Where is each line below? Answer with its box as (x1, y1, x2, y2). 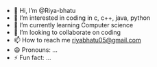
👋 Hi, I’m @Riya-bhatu (13, 7, 76, 14)
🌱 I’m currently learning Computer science (13, 21, 134, 29)
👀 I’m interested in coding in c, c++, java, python (13, 14, 151, 22)
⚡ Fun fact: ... (13, 53, 51, 62)
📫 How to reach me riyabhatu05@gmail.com (13, 36, 142, 44)
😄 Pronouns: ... (13, 46, 58, 54)
